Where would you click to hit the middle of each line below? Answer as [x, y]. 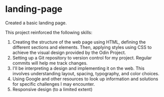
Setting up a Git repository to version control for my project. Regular [82, 57]
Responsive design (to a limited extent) [52, 89]
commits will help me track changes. [50, 63]
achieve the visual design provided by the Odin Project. [69, 52]
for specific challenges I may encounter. [54, 84]
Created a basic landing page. [36, 23]
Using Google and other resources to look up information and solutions [85, 79]
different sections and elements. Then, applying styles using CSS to [82, 47]
